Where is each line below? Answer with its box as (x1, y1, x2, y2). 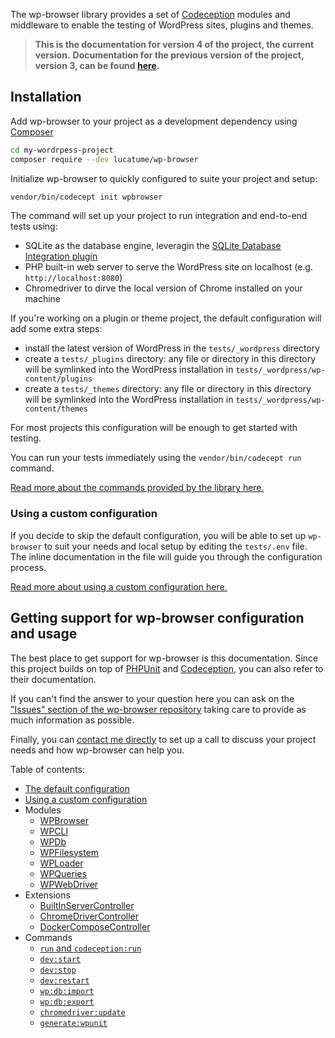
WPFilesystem (39, 846, 100, 858)
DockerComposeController (39, 920, 151, 933)
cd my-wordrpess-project (10, 145, 114, 155)
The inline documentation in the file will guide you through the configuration (10, 550, 323, 563)
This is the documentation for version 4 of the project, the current (34, 39, 315, 50)
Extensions (24, 889, 71, 901)
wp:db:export (39, 997, 95, 1007)
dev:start (39, 954, 82, 964)
